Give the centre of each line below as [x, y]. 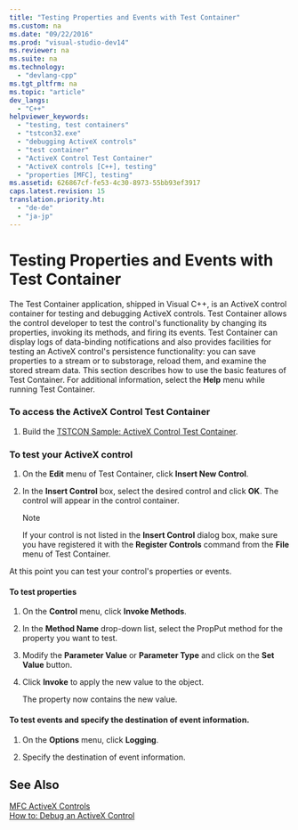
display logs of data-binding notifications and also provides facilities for [141, 342]
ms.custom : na [36, 26]
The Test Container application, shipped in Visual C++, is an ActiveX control [148, 304]
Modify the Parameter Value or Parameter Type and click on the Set [148, 655]
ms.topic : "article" [48, 92]
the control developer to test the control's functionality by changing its [138, 322]
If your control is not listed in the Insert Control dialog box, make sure [150, 535]
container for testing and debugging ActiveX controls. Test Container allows [148, 313]
